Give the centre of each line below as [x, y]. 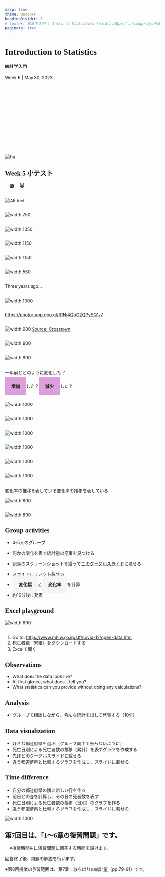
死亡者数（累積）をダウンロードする [49, 643]
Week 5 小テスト [29, 173]
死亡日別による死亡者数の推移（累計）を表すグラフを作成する [75, 750]
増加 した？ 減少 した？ [42, 386]
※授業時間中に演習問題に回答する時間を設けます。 [60, 848]
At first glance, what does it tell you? [49, 682]
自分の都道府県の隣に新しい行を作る [49, 790]
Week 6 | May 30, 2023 [29, 77]
